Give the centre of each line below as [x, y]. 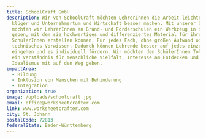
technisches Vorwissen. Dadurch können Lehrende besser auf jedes [98, 46]
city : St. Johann [29, 114]
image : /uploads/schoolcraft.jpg [49, 97]
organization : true [31, 92]
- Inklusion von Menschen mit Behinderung [67, 80]
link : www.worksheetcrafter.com [48, 108]
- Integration [30, 86]
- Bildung [24, 74]
